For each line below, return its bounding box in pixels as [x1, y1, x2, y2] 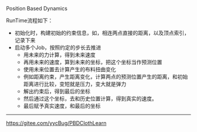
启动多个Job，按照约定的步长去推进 [14, 44, 101, 51]
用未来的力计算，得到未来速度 [23, 51, 96, 58]
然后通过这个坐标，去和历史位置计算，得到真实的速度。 [23, 95, 157, 102]
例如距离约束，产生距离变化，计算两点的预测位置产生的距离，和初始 [23, 73, 188, 80]
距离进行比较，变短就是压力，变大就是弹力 [23, 81, 127, 87]
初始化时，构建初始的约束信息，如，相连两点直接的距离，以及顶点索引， [14, 29, 189, 36]
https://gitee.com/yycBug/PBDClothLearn [6, 120, 107, 126]
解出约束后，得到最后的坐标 [23, 88, 91, 95]
